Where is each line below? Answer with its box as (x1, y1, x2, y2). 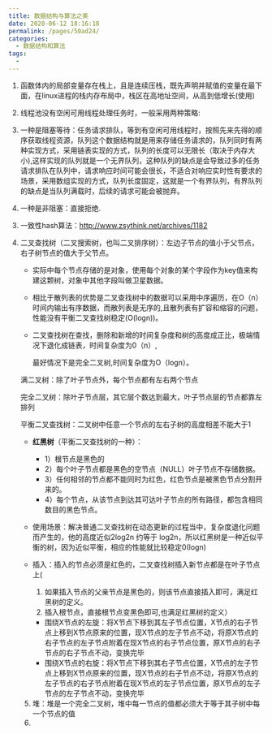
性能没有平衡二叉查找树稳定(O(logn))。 (32, 313, 163, 322)
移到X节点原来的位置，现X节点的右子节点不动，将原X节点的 (58, 667, 259, 678)
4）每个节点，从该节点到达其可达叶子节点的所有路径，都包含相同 (44, 494, 263, 504)
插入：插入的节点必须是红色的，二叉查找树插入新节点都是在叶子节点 (32, 559, 261, 569)
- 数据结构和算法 (15, 42, 66, 50)
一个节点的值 (32, 708, 76, 719)
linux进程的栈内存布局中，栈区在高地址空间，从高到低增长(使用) (41, 90, 255, 100)
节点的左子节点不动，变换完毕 (44, 688, 145, 698)
